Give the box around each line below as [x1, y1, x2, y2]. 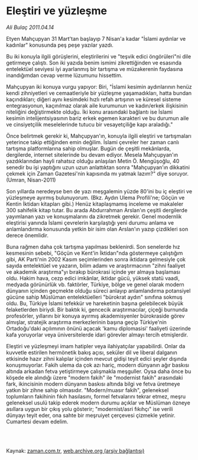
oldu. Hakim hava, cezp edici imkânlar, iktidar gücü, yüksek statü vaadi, [6, 274, 180, 281]
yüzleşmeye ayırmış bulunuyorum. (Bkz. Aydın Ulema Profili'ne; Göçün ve [6, 194, 185, 201]
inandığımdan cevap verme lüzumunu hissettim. [6, 72, 123, 79]
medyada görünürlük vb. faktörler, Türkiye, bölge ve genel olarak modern [6, 281, 184, 288]
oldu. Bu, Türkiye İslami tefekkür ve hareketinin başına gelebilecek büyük [6, 300, 184, 307]
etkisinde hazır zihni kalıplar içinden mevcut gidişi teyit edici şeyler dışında [6, 355, 187, 362]
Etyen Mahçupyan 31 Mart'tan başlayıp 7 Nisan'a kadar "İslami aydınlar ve [6, 35, 186, 42]
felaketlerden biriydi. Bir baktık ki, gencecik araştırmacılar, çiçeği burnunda [6, 306, 188, 313]
